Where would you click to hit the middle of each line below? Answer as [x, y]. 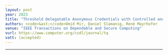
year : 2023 [16, 14]
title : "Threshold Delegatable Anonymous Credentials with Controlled [80, 19]
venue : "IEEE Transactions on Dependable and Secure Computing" [73, 28]
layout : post [19, 10]
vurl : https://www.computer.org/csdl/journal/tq [57, 33]
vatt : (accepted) [23, 38]
